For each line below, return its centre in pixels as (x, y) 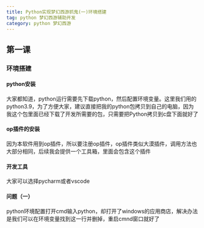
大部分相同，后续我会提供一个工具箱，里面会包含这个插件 (78, 151)
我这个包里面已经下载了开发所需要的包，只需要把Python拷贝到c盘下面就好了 (102, 114)
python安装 (21, 84)
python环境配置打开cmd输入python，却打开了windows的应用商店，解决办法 (102, 211)
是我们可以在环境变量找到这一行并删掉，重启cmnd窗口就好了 (83, 219)
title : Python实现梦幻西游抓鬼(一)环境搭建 (56, 12)
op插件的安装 (23, 129)
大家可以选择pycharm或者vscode (48, 181)
